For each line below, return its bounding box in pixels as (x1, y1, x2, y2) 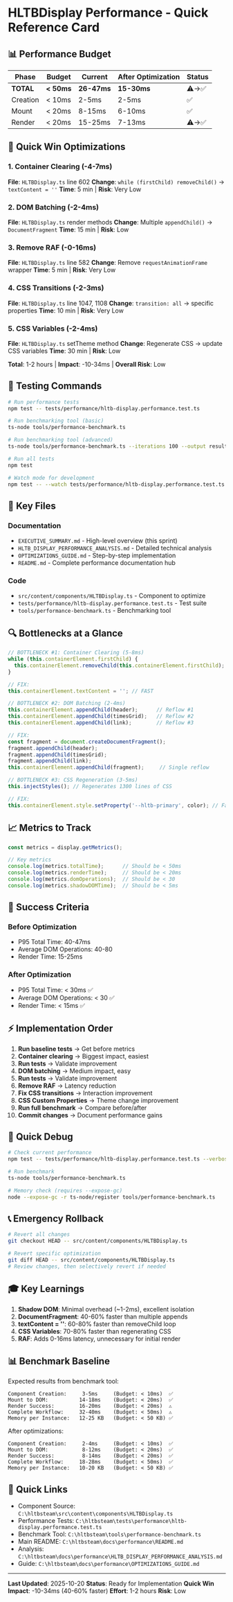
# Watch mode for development (8, 474, 95, 481)
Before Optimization (8, 922, 77, 932)
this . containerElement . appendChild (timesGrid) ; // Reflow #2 (8, 713, 194, 720)
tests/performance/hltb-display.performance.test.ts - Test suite (17, 599, 207, 607)
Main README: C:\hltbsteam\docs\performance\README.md (17, 1538, 184, 1546)
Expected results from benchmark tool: (8, 1377, 120, 1386)
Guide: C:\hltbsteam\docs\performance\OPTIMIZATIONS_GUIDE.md (17, 1560, 200, 1568)
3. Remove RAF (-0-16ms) (8, 243, 97, 252)
